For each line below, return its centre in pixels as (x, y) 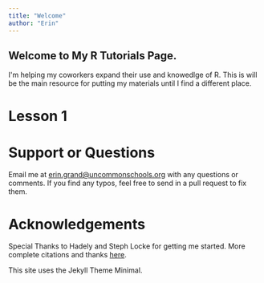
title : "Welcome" (37, 16)
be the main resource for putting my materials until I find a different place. (130, 83)
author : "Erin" (34, 23)
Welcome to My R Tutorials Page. (93, 56)
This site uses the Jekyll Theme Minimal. (75, 270)
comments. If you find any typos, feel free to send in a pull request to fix (128, 183)
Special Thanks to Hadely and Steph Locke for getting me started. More (127, 246)
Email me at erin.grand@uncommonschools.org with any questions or (124, 175)
